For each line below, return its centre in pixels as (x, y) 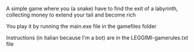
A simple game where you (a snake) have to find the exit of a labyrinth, (92, 9)
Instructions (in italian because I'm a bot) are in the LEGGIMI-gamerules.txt (97, 38)
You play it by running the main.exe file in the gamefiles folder (81, 26)
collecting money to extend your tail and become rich (71, 15)
